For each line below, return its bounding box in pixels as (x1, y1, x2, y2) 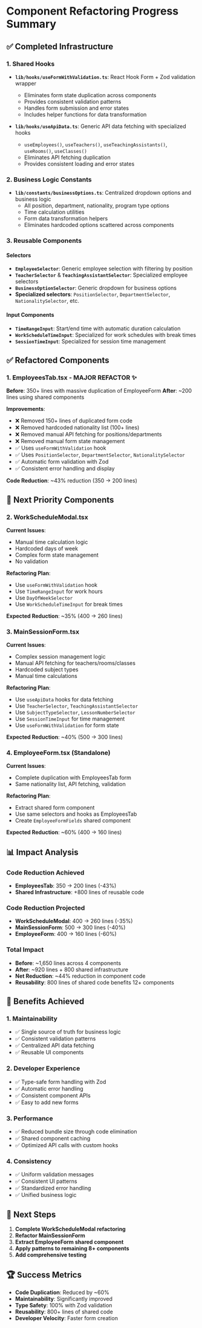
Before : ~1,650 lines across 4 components (15, 959, 122, 966)
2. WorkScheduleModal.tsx (6, 513, 89, 521)
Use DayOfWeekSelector (15, 594, 73, 601)
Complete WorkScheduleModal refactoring (15, 1225, 126, 1233)
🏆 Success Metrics (6, 1270, 82, 1280)
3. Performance (6, 1114, 53, 1122)
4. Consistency (6, 1157, 52, 1165)
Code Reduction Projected (6, 904, 85, 912)
